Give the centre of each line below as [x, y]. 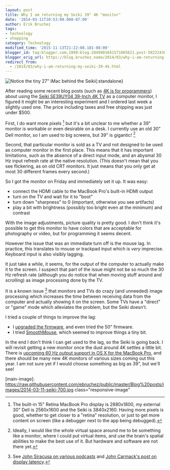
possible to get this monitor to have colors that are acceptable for [73, 228]
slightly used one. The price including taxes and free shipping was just [79, 107]
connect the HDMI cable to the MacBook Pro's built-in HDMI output [83, 192]
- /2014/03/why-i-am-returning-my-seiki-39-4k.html [66, 67]
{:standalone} [109, 81]
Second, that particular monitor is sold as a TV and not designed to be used [84, 145]
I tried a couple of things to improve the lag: [51, 317]
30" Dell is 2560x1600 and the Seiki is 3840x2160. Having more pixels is [88, 410]
